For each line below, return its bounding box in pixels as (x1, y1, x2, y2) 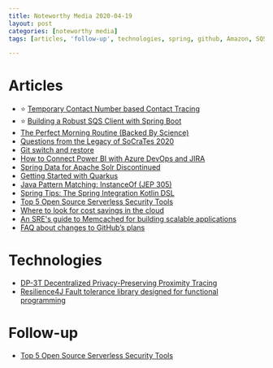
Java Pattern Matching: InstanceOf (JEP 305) (19, 180, 172, 189)
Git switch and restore (19, 145, 95, 155)
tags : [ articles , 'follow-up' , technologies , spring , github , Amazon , (8, 34, 253, 43)
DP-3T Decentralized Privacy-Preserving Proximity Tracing (19, 278, 218, 288)
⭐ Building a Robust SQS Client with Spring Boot (19, 116, 182, 126)
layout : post (8, 19, 53, 28)
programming (19, 296, 67, 305)
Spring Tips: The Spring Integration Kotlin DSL (19, 188, 175, 198)
